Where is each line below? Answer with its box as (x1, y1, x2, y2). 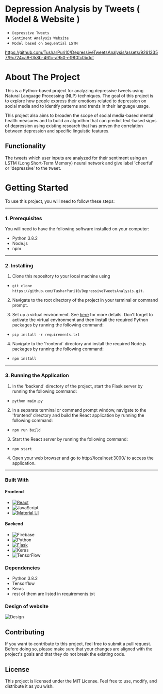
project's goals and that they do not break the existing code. (5, 651, 126, 657)
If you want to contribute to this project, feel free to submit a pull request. (5, 641, 151, 647)
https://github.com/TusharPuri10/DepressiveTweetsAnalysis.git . (12, 288, 144, 294)
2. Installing (5, 262, 33, 269)
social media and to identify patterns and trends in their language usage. (5, 103, 150, 109)
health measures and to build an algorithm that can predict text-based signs (5, 117, 157, 123)
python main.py (12, 399, 43, 403)
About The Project (5, 72, 80, 83)
